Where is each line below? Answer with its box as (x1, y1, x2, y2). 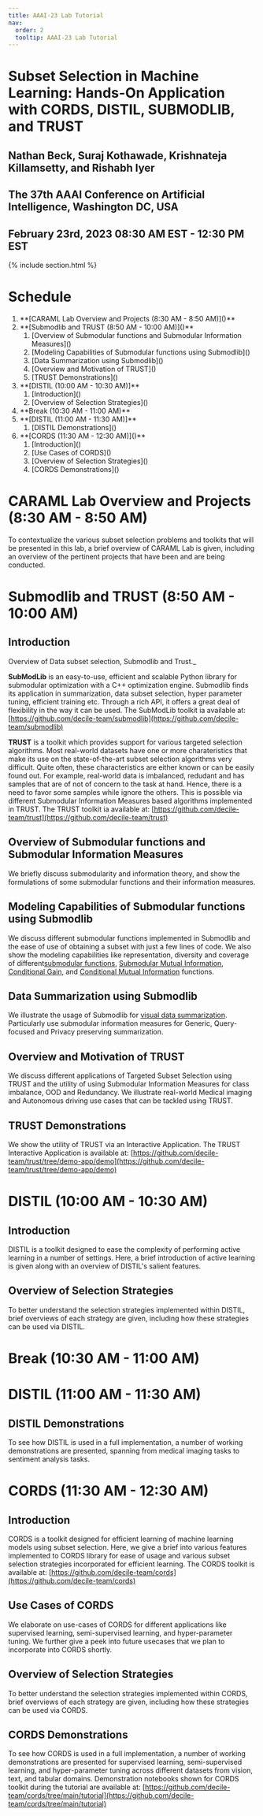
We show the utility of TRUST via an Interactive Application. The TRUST (8, 1139, 241, 1149)
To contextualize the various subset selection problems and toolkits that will (8, 535, 254, 544)
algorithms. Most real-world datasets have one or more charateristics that (8, 745, 248, 755)
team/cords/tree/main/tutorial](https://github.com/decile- (8, 1791, 194, 1800)
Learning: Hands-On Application (8, 84, 226, 102)
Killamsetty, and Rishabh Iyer (8, 161, 155, 174)
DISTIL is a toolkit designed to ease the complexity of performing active (8, 1244, 241, 1253)
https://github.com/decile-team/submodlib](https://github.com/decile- (10, 714, 239, 723)
